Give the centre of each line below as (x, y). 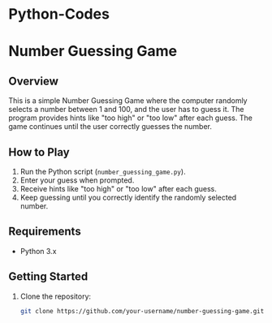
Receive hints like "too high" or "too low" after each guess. (118, 189)
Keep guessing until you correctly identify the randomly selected (128, 197)
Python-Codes (59, 14)
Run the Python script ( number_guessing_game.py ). (103, 172)
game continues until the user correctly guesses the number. (110, 127)
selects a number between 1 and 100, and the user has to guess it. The (126, 110)
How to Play (39, 152)
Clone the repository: (56, 296)
